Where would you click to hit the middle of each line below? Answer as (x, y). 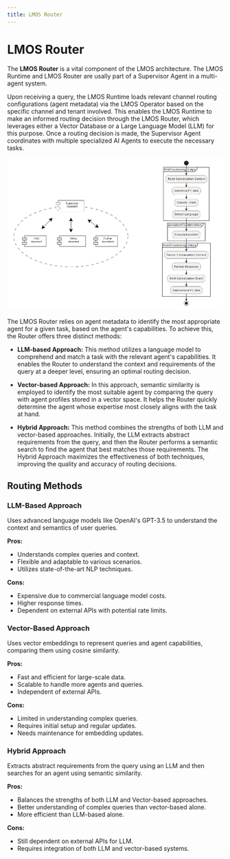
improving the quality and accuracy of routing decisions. (97, 464)
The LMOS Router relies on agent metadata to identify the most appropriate (114, 322)
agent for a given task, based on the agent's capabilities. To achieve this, (111, 329)
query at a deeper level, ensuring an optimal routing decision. (104, 371)
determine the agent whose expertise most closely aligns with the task (117, 407)
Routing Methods (45, 486)
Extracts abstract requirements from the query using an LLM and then (106, 766)
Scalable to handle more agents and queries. (80, 685)
